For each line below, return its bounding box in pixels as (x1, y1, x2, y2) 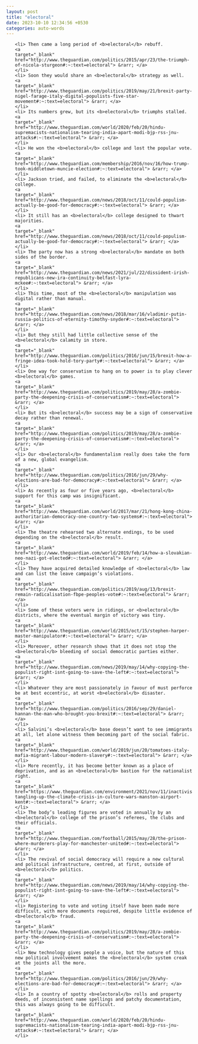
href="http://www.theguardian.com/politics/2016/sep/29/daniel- (14, 706, 177, 712)
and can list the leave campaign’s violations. (14, 571, 134, 577)
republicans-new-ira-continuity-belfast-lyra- (14, 275, 132, 281)
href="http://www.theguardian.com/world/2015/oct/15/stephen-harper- (14, 628, 190, 634)
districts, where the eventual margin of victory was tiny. (14, 612, 166, 619)
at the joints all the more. (14, 960, 87, 966)
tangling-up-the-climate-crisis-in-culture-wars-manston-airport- (14, 794, 182, 800)
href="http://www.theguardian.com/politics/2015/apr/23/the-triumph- (14, 57, 190, 63)
